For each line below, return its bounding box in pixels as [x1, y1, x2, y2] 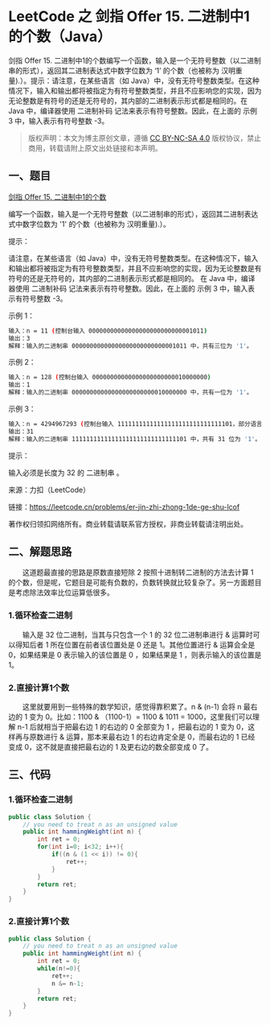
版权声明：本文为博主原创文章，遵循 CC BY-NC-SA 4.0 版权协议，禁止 [27, 133, 261, 143]
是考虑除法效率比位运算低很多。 [8, 588, 114, 597]
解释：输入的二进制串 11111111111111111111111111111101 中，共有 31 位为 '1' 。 [8, 435, 261, 443]
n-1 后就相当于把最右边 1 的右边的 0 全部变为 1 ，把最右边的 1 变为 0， [17, 722, 248, 732]
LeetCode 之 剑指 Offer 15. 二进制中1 [8, 7, 251, 26]
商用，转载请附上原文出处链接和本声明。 [27, 143, 162, 153]
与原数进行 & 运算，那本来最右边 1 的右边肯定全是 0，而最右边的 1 [22, 732, 239, 742]
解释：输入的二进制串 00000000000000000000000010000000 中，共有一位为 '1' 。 [8, 388, 253, 397]
